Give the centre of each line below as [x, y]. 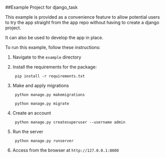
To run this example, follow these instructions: [53, 47]
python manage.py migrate [42, 103]
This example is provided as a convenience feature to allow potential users [82, 17]
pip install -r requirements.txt [50, 76]
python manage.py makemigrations [50, 95]
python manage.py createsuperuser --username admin [70, 122]
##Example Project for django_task [42, 7]
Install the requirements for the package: [55, 67]
